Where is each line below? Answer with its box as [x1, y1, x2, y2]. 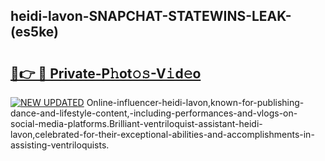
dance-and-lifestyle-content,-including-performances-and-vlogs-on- [10, 107, 298, 119]
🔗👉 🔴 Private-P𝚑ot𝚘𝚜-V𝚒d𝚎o [10, 65, 202, 82]
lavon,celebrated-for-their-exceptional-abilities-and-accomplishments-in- [10, 129, 315, 140]
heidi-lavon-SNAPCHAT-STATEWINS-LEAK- [10, 8, 292, 25]
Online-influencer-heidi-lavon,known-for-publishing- [86, 97, 305, 108]
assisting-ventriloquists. [10, 139, 110, 151]
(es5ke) [10, 24, 60, 41]
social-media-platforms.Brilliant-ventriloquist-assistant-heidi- [10, 118, 263, 129]
